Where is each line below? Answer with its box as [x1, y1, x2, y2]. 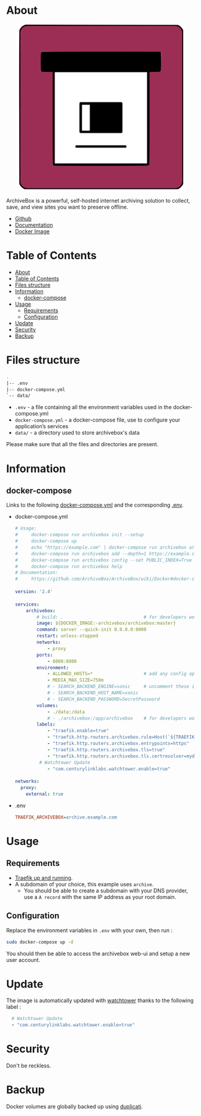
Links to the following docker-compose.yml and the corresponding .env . [6, 501, 184, 509]
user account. [6, 956, 41, 963]
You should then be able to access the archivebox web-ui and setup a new [6, 950, 190, 957]
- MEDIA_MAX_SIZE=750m [47, 677, 104, 684]
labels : [36, 721, 56, 727]
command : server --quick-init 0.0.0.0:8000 [36, 627, 147, 633]
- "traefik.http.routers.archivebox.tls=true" [47, 747, 166, 753]
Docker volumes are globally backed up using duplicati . [6, 1103, 143, 1110]
